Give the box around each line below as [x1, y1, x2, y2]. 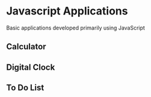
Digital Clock [6, 62, 55, 72]
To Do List [6, 83, 45, 93]
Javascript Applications [6, 4, 128, 18]
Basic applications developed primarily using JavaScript [6, 24, 146, 31]
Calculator [6, 42, 46, 52]
